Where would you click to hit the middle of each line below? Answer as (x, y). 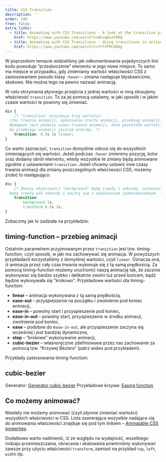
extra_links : (19, 28)
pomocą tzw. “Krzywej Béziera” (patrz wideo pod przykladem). (76, 348)
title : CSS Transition (28, 10)
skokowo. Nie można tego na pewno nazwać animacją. (61, 82)
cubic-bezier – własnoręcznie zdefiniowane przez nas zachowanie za (83, 343)
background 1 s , (39, 202)
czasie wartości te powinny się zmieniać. (47, 102)
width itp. (15, 454)
